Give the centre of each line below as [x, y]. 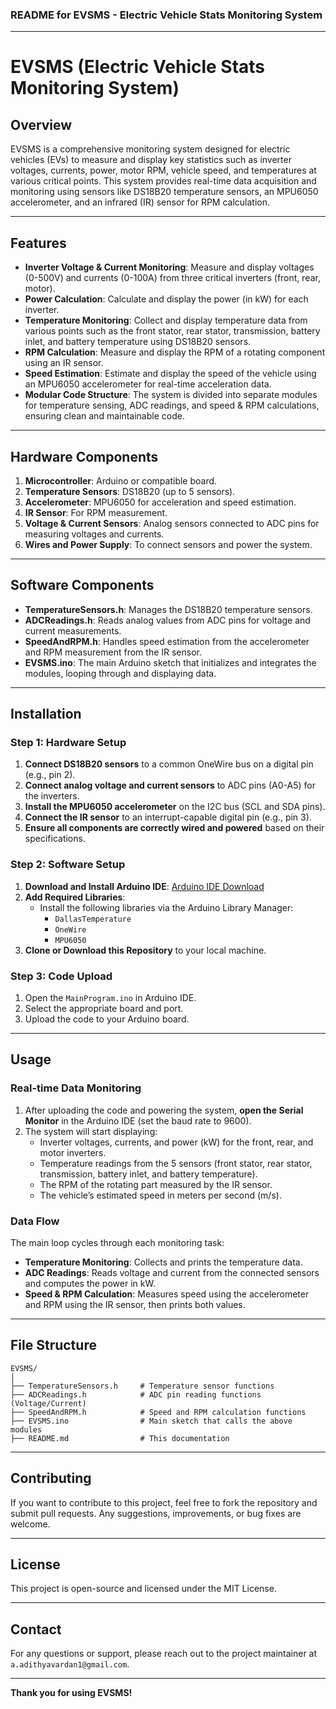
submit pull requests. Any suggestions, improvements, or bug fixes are [156, 1513]
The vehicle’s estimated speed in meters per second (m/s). [160, 1195]
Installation [46, 714]
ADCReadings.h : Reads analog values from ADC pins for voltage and [167, 620]
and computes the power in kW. [90, 1283]
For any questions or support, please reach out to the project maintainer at [164, 1654]
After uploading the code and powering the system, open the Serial [164, 1110]
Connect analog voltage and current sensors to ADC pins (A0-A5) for [170, 785]
